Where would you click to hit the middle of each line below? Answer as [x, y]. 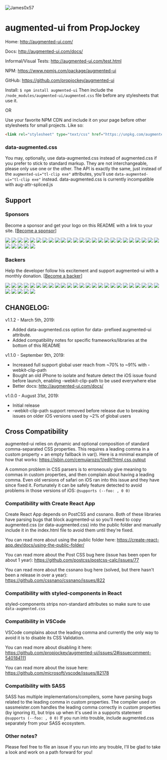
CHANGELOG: [27, 308]
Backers [15, 259]
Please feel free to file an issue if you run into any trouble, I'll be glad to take [83, 747]
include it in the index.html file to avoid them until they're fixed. [69, 530]
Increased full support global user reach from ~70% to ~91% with [79, 365]
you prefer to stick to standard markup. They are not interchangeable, [77, 163]
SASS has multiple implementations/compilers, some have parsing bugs [79, 697]
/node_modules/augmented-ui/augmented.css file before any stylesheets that [82, 95]
